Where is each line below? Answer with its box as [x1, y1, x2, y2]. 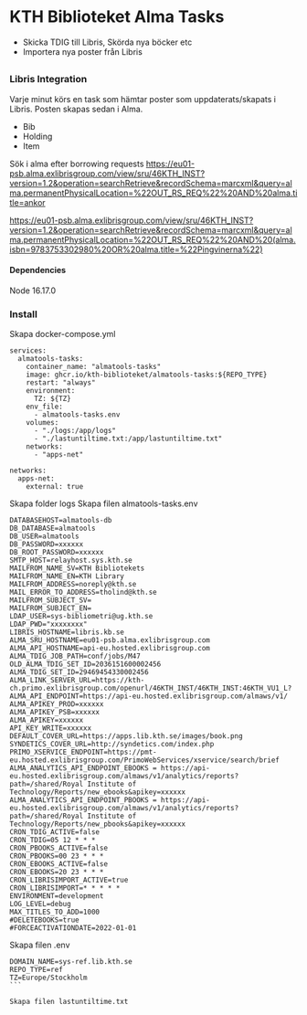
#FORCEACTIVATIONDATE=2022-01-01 [9, 924, 137, 933]
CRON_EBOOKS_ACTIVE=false [9, 860, 108, 869]
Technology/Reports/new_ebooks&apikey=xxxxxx [9, 788, 185, 797]
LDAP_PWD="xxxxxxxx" [9, 619, 89, 629]
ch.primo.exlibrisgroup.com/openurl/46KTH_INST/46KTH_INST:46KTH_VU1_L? [9, 683, 292, 693]
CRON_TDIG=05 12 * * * [9, 836, 96, 845]
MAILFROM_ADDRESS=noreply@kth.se [9, 580, 137, 589]
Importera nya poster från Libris [22, 46, 143, 57]
